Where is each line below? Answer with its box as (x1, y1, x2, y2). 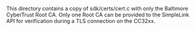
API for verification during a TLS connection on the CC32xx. (6, 18, 156, 24)
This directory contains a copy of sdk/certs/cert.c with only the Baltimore (6, 5, 188, 12)
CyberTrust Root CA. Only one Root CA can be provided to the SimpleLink (6, 11, 190, 18)
